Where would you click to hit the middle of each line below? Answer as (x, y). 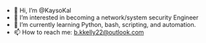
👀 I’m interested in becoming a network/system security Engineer (106, 17)
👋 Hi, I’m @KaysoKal (42, 10)
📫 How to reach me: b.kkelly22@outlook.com (79, 32)
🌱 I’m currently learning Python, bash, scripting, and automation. (105, 25)
